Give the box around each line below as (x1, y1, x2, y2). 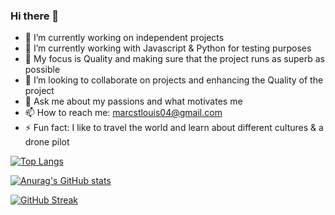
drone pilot (24, 136, 70, 148)
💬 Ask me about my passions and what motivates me (24, 95, 243, 108)
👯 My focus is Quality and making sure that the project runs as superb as (24, 53, 325, 65)
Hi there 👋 (10, 9, 60, 23)
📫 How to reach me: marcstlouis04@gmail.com (24, 107, 223, 119)
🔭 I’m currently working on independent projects (24, 32, 225, 44)
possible (24, 64, 61, 76)
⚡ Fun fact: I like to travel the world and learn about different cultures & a (24, 122, 324, 134)
